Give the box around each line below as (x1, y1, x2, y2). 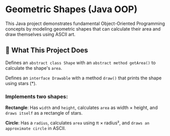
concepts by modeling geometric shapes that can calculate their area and (5, 25, 161, 32)
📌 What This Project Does (5, 46, 89, 55)
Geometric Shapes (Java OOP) (5, 4, 138, 15)
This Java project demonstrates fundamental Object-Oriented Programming (5, 20, 165, 26)
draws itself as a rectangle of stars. (5, 110, 83, 116)
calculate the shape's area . (5, 65, 62, 71)
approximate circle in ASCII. (5, 125, 66, 131)
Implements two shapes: (5, 93, 68, 100)
